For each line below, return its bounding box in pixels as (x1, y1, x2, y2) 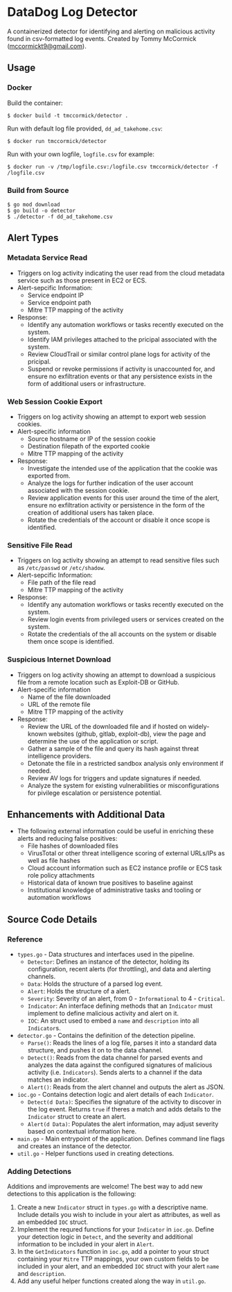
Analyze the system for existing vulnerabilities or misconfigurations (27, 781, 220, 789)
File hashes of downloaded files (27, 841, 119, 850)
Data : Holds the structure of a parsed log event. (27, 980, 163, 988)
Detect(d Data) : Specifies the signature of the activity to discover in (27, 1098, 222, 1106)
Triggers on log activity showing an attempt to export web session (17, 412, 206, 421)
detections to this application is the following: (7, 1190, 136, 1198)
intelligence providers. (27, 751, 91, 760)
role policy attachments (27, 871, 95, 880)
